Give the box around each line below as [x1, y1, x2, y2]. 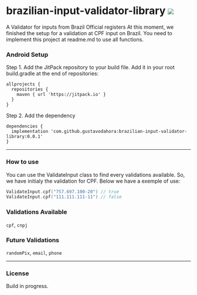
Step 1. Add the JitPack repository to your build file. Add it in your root [6, 64, 175, 71]
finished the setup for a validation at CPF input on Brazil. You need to [6, 29, 173, 36]
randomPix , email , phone [6, 249, 62, 256]
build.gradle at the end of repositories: [6, 70, 98, 77]
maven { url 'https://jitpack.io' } [16, 92, 107, 98]
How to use [6, 158, 39, 166]
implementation [11, 129, 49, 135]
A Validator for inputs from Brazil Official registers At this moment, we [6, 23, 174, 30]
